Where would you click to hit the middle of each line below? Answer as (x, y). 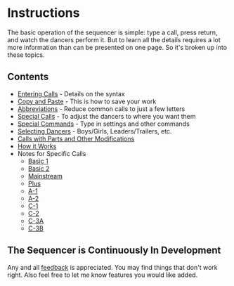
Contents (28, 77)
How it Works (37, 146)
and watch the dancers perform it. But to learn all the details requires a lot (114, 39)
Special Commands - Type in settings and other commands (103, 124)
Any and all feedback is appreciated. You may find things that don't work (112, 267)
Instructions (44, 13)
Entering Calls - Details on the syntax (71, 93)
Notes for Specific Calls (52, 153)
